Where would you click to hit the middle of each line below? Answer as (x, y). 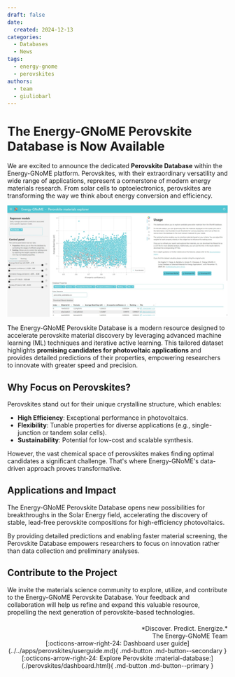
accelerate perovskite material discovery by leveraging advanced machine (114, 336)
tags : (15, 60)
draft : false (26, 15)
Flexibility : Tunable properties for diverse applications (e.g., (104, 425)
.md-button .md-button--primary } (164, 665)
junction (29, 432)
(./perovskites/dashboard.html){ (67, 665)
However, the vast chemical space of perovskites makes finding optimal (111, 453)
